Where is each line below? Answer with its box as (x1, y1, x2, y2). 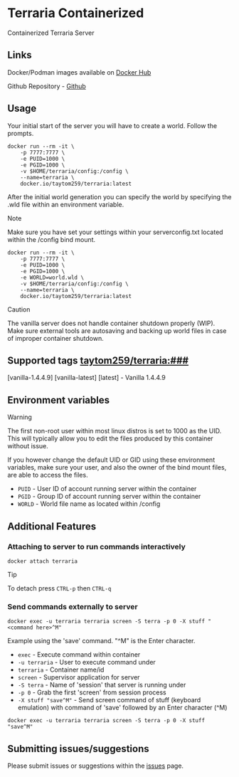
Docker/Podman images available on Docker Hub (7, 68, 152, 76)
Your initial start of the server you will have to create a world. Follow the (7, 121, 218, 129)
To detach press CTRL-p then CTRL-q (7, 583, 112, 592)
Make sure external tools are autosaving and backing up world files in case (7, 326, 227, 335)
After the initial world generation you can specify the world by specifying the (7, 192, 232, 201)
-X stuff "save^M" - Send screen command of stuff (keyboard (17, 696, 201, 704)
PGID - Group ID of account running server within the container (17, 492, 201, 501)
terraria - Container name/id (17, 665, 105, 674)
